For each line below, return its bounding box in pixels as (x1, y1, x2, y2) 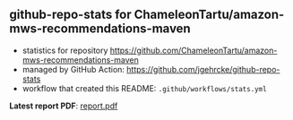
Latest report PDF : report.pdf (9, 100, 118, 111)
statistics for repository (22, 45, 108, 56)
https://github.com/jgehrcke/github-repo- (126, 64, 280, 74)
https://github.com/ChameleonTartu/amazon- (109, 45, 278, 56)
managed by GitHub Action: (22, 64, 125, 74)
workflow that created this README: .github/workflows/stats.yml (22, 82, 267, 93)
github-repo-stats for (9, 7, 132, 22)
